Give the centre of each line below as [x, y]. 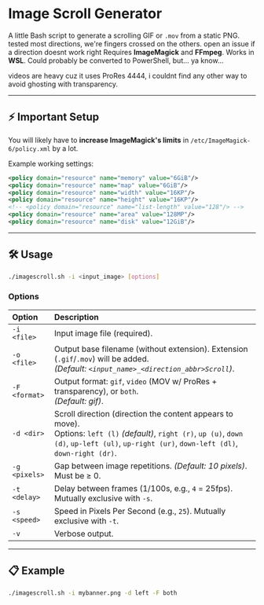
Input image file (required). [103, 333]
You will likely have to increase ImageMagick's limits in [99, 140]
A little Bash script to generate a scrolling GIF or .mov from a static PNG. [124, 35]
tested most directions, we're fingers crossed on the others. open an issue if [132, 43]
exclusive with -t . [86, 521]
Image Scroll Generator [85, 14]
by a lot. [65, 148]
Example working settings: [51, 163]
